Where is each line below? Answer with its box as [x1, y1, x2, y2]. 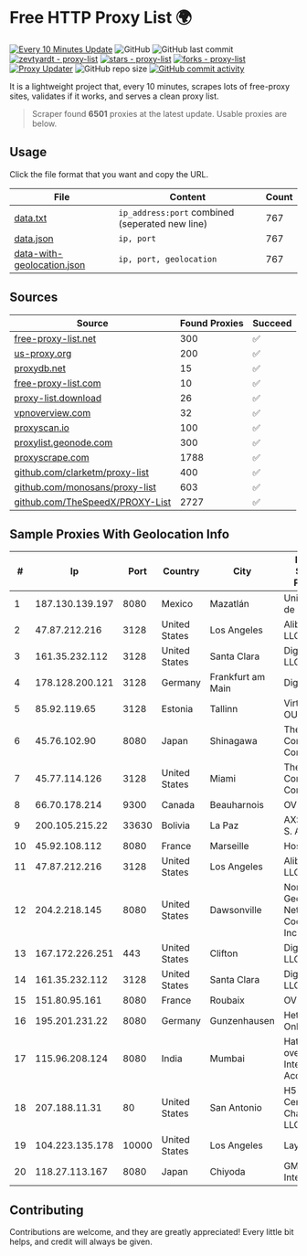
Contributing [9, 1202, 84, 1218]
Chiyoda [209, 1166, 246, 1178]
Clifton [209, 947, 238, 960]
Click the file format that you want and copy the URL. [9, 168, 208, 179]
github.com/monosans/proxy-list [14, 481, 157, 494]
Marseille [209, 840, 249, 853]
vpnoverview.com [14, 406, 91, 419]
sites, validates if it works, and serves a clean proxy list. [9, 90, 219, 101]
